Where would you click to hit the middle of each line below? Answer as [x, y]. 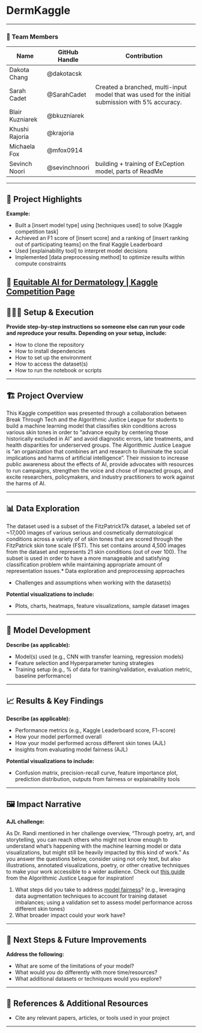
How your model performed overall [58, 737]
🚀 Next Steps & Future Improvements [77, 940]
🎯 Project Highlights [44, 199]
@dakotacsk [65, 74]
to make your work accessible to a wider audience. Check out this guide [96, 872]
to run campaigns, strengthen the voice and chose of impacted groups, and [100, 471]
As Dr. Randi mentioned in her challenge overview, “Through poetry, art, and [101, 833]
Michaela [22, 147]
